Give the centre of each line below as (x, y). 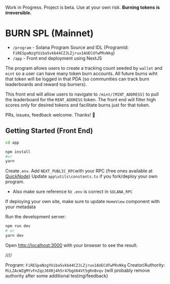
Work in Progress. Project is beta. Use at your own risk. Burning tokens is (83, 7)
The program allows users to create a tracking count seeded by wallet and (84, 68)
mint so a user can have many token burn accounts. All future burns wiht (81, 73)
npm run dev (18, 226)
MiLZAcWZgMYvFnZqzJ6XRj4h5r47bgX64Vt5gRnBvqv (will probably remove (78, 270)
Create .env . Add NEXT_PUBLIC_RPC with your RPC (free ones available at (79, 171)
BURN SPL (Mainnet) (50, 33)
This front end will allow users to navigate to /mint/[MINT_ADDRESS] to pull (82, 94)
